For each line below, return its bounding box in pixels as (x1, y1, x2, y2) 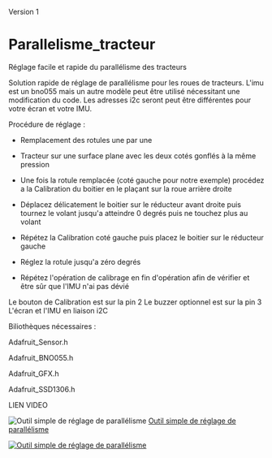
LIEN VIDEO (8, 400, 49, 409)
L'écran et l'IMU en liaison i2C (8, 305, 108, 315)
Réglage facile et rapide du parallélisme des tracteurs (8, 62, 187, 71)
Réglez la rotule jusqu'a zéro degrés (19, 257, 141, 266)
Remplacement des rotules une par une (19, 135, 153, 145)
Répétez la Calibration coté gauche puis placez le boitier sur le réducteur (19, 232, 264, 242)
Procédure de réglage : (8, 119, 85, 129)
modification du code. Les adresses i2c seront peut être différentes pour (8, 95, 252, 105)
